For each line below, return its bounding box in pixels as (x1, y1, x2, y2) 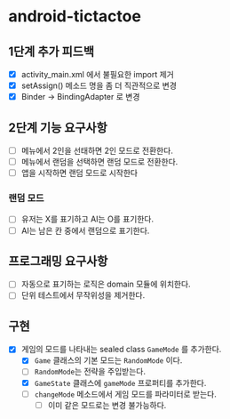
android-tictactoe (8, 6, 141, 27)
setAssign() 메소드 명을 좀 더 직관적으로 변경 (20, 80, 177, 91)
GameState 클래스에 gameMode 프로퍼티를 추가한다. (34, 377, 207, 388)
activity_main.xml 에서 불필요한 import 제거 (20, 69, 174, 79)
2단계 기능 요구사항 (8, 120, 107, 135)
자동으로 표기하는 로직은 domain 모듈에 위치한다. (20, 278, 192, 290)
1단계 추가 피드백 (8, 44, 95, 59)
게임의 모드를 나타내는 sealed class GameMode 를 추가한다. (20, 344, 222, 355)
